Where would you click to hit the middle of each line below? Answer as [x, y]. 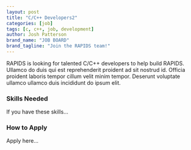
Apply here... [22, 141]
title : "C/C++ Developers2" [42, 18]
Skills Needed [27, 98]
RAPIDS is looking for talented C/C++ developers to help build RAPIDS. [95, 63]
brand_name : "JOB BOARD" [38, 40]
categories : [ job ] [30, 23]
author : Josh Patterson [37, 35]
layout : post [23, 12]
